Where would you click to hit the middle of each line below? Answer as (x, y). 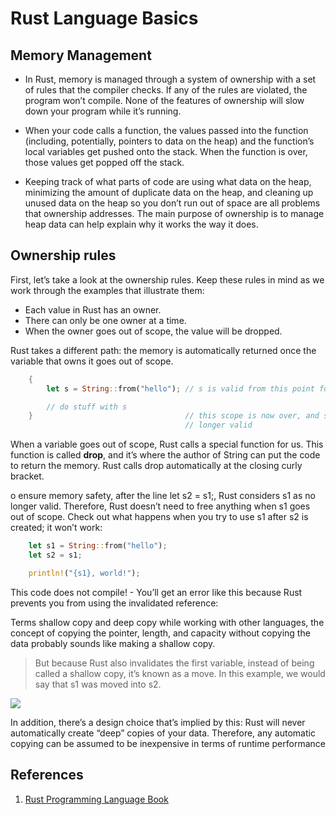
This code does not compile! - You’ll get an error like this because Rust (156, 592)
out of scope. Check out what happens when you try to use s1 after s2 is (159, 517)
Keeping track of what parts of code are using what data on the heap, (168, 181)
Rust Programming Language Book (96, 799)
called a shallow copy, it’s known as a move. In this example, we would (180, 673)
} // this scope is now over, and (174, 416)
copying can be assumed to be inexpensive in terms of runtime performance (168, 743)
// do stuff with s (87, 407)
